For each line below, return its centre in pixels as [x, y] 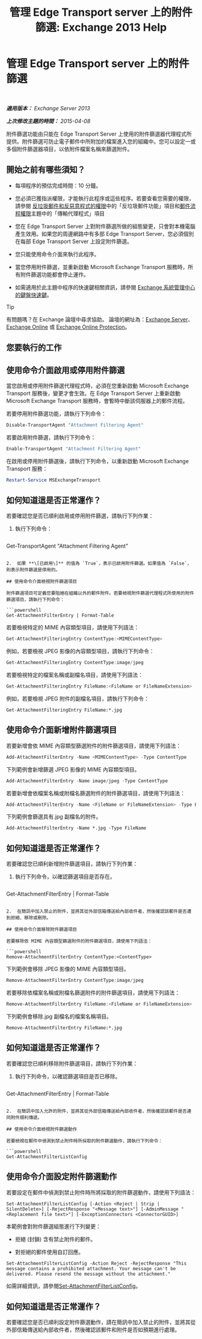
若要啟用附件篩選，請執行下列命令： [51, 437]
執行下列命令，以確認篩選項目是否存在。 [65, 877]
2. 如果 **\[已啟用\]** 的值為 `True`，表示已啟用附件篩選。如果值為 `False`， [99, 564]
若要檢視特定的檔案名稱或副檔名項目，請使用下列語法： [75, 675]
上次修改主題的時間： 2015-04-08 [48, 121]
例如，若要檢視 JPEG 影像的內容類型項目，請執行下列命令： [80, 651]
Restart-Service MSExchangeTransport [54, 480]
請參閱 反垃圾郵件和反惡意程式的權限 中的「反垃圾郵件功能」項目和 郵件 [103, 206]
